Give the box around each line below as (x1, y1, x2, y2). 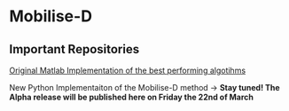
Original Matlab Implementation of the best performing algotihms (9, 65, 246, 75)
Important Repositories (9, 42, 140, 57)
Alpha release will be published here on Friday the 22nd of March (9, 91, 254, 102)
